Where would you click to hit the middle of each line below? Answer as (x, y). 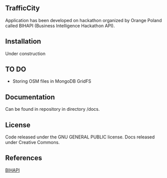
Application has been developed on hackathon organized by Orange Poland (83, 20)
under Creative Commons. (32, 142)
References (24, 158)
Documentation (30, 97)
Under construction (25, 53)
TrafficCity (23, 8)
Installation (23, 41)
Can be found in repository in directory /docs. (53, 109)
